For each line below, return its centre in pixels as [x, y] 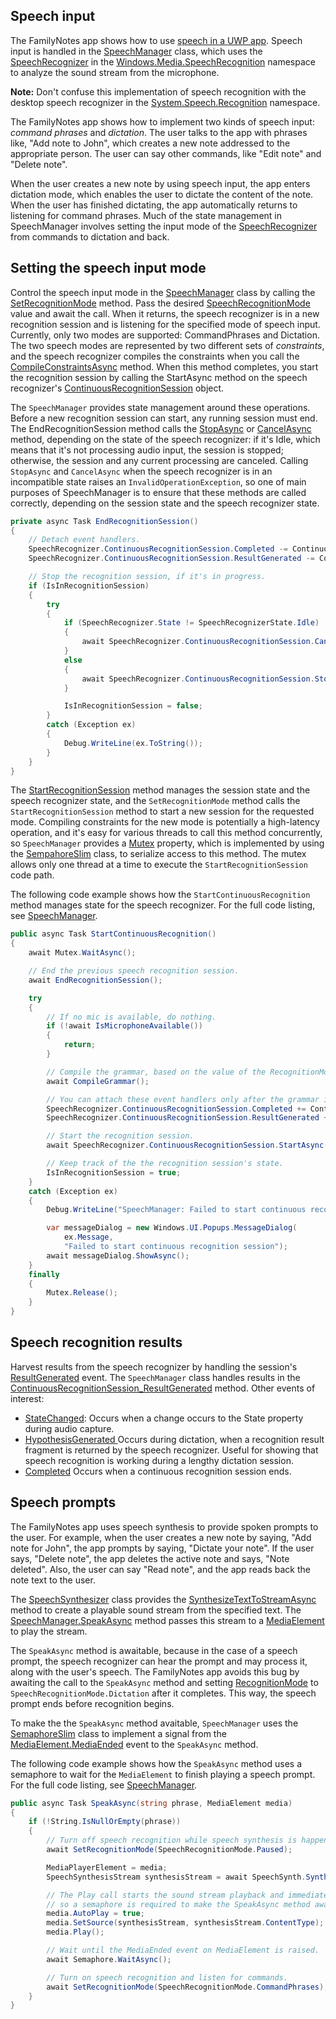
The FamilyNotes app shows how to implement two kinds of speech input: [162, 121]
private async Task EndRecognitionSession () [104, 521]
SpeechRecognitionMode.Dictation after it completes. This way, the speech [163, 1693]
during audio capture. [69, 1428]
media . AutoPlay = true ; [95, 1914]
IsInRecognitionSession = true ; [114, 1172]
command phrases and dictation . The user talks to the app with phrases [159, 132]
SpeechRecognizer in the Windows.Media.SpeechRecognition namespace [163, 61]
